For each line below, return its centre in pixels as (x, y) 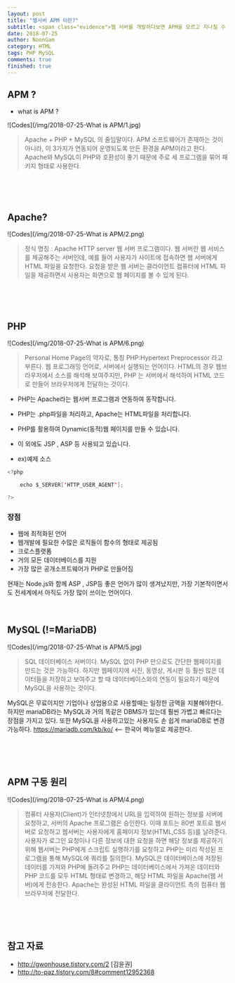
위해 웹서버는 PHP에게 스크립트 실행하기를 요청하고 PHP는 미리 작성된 (120, 849)
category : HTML (29, 46)
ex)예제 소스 (34, 459)
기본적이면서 (211, 583)
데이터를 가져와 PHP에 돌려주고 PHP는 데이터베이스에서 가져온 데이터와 (122, 867)
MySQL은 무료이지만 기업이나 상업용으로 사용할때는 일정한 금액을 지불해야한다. (115, 703)
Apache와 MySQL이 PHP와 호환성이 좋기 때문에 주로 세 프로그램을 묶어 (122, 157)
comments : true (29, 60)
